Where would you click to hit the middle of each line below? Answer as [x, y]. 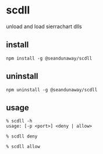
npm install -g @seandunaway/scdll [49, 58]
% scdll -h [19, 121]
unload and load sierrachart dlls [44, 26]
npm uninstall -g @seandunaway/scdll [52, 90]
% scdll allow [23, 147]
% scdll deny [22, 136]
